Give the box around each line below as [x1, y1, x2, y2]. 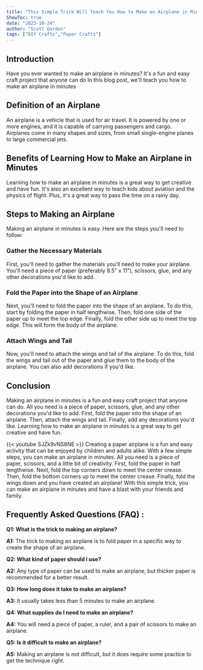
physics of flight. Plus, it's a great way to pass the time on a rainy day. [6, 191, 180, 199]
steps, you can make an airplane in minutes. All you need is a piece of [6, 453, 180, 461]
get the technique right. [6, 657, 65, 664]
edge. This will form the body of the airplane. [6, 321, 118, 329]
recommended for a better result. [6, 573, 89, 581]
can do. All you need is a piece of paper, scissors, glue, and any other [6, 403, 180, 410]
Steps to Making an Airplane [6, 209, 115, 219]
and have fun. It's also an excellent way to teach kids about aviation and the [6, 185, 195, 192]
